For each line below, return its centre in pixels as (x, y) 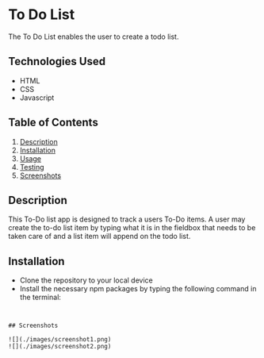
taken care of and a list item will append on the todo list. (99, 237)
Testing (32, 167)
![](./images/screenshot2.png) (60, 347)
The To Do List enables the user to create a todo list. (94, 37)
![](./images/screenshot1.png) (60, 340)
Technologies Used (57, 62)
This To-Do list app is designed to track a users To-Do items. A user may (127, 219)
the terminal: (40, 297)
